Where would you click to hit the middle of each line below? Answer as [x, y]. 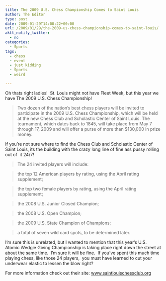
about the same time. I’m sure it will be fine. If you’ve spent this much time [83, 253]
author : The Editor [25, 14]
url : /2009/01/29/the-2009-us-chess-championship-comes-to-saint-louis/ [82, 28]
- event [18, 61]
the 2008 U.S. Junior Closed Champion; [58, 203]
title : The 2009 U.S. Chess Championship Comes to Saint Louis [72, 10]
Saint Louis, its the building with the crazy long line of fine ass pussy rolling [82, 149]
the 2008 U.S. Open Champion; [49, 213]
